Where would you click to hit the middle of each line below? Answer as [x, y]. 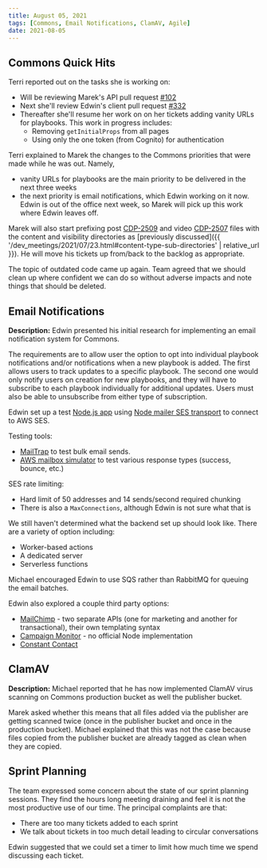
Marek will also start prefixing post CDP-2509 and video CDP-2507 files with [134, 229]
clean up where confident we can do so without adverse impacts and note [130, 278]
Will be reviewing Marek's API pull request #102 [98, 97]
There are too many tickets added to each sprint [99, 823]
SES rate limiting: [36, 484]
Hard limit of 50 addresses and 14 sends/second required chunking [130, 499]
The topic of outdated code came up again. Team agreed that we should [127, 269]
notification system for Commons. [64, 339]
